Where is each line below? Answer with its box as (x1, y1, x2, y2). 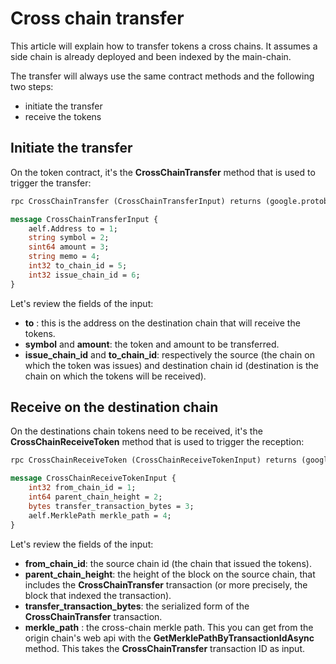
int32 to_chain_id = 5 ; (28, 261, 128, 271)
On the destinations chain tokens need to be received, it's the (10, 425, 263, 437)
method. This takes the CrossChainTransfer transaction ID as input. (24, 642, 306, 654)
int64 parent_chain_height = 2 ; (28, 492, 163, 502)
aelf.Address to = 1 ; (28, 223, 118, 234)
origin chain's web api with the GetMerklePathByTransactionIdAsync (24, 632, 315, 644)
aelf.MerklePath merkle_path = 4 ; (28, 510, 172, 521)
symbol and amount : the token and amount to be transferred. (24, 338, 280, 350)
